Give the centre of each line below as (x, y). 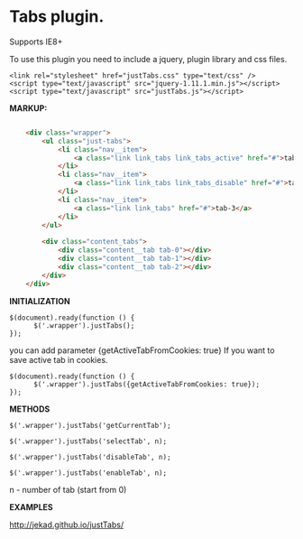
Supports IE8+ (36, 42)
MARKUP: (28, 108)
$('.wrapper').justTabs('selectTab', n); (88, 441)
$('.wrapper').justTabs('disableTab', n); (90, 457)
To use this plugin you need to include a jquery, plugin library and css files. (148, 59)
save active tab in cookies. (59, 359)
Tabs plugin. (57, 17)
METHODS (30, 409)
